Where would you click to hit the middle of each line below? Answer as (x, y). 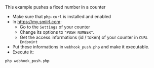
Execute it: (23, 52)
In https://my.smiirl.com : (37, 22)
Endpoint (29, 42)
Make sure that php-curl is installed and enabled (61, 16)
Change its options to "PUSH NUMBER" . (57, 32)
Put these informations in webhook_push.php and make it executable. (81, 47)
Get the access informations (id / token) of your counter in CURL (84, 37)
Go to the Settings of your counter (55, 27)
